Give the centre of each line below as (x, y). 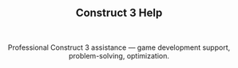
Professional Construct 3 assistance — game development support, (119, 47)
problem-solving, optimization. (119, 55)
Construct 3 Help (119, 13)
